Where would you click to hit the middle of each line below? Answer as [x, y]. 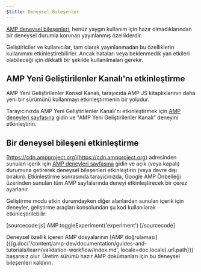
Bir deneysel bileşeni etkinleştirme [73, 143]
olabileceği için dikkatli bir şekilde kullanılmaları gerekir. [75, 60]
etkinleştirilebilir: [26, 214]
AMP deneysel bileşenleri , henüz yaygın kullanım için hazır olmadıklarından [99, 29]
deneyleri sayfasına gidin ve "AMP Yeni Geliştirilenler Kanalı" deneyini [92, 117]
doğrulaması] [141, 237]
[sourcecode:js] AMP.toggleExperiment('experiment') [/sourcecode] [91, 226]
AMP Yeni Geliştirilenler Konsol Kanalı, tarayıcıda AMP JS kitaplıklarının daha [101, 93]
